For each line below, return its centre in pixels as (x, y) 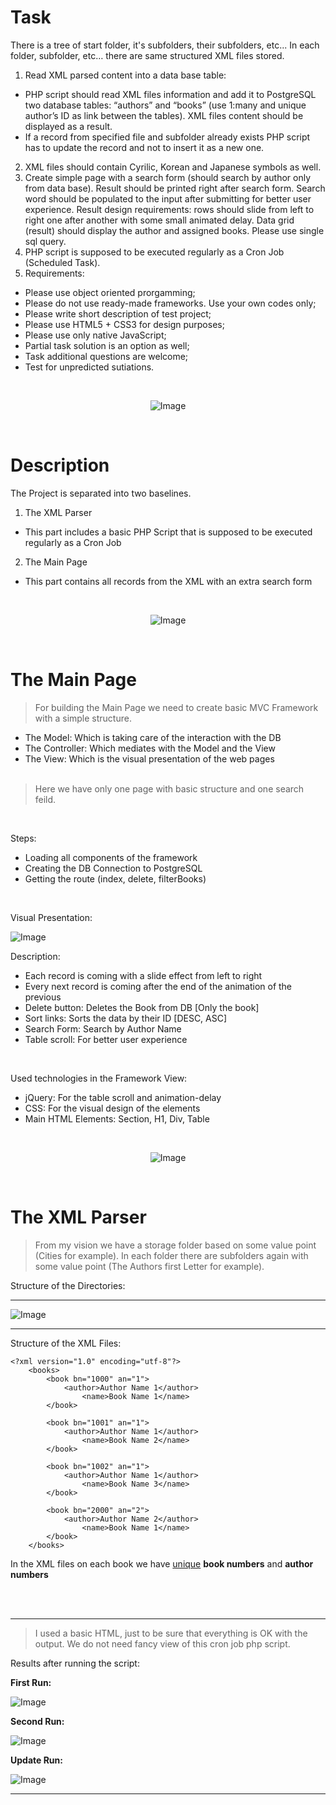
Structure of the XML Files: (66, 1343)
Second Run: (37, 1721)
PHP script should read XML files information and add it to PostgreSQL (170, 94)
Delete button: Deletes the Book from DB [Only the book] (142, 1007)
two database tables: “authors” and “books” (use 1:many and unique (165, 105)
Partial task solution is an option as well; (107, 345)
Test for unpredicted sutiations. (89, 367)
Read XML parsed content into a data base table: (125, 75)
